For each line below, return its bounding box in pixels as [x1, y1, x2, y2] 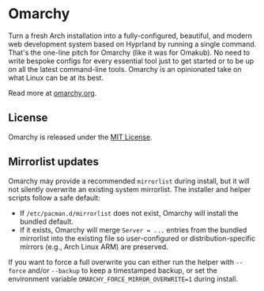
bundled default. [19, 217, 74, 226]
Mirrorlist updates [8, 155, 100, 168]
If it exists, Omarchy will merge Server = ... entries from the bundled [19, 225, 247, 234]
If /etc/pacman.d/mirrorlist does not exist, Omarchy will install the [19, 208, 239, 217]
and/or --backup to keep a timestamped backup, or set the [27, 266, 217, 275]
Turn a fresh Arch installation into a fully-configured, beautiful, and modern [8, 31, 253, 40]
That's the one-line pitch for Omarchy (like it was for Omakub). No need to [8, 47, 251, 57]
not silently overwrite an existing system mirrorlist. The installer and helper [8, 184, 251, 194]
